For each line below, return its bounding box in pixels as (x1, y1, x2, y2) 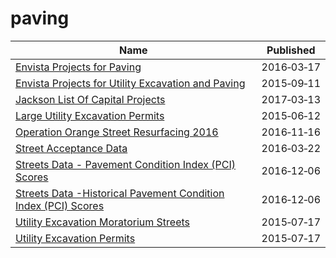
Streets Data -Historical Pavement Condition (15, 186, 225, 200)
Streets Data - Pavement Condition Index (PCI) (15, 157, 236, 171)
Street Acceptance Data (15, 141, 128, 155)
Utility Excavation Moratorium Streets (15, 215, 190, 229)
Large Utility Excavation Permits (15, 108, 165, 122)
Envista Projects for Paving (15, 60, 142, 74)
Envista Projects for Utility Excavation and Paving (15, 76, 246, 90)
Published (266, 43, 316, 57)
